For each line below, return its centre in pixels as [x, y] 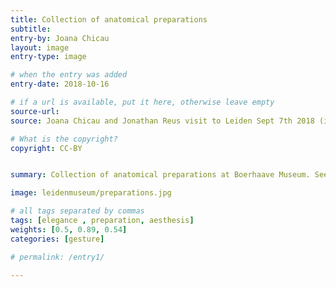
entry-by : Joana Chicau [60, 38]
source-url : [35, 111]
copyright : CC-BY [46, 148]
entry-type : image [48, 57]
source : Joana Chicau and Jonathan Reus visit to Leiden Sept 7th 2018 [162, 121]
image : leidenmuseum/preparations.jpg [91, 193]
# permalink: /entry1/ [57, 257]
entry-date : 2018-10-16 [60, 84]
